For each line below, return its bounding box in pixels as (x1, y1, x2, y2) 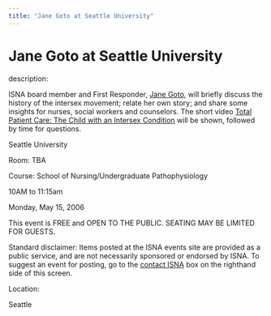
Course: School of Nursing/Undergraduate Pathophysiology (8, 171, 209, 181)
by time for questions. (8, 123, 82, 134)
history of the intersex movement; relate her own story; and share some (8, 98, 248, 108)
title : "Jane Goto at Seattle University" (8, 11, 154, 20)
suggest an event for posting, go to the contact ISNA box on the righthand (8, 259, 256, 269)
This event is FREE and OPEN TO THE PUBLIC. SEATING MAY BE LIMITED (8, 218, 256, 228)
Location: (8, 284, 40, 293)
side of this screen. (8, 268, 73, 278)
